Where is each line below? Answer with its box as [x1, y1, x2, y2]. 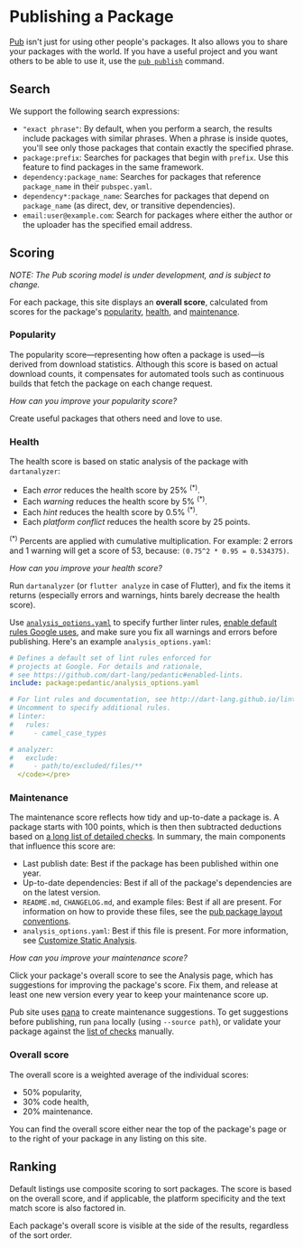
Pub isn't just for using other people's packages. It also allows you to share [9, 36, 289, 47]
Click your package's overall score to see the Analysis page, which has [9, 970, 273, 981]
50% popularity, [22, 1086, 83, 1097]
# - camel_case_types [9, 728, 106, 737]
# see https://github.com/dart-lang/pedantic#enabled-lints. [9, 671, 244, 680]
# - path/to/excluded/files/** [9, 762, 143, 771]
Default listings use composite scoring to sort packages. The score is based [9, 1183, 292, 1194]
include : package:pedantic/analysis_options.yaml [9, 679, 200, 688]
